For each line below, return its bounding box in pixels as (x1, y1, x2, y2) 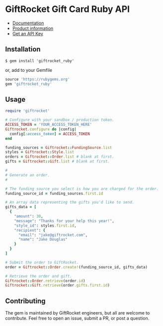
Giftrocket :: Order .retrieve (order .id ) (5, 278, 85, 283)
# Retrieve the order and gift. (5, 274, 72, 279)
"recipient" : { (14, 228, 46, 233)
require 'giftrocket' (5, 108, 50, 113)
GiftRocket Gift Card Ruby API (5, 3, 130, 15)
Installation (5, 45, 41, 53)
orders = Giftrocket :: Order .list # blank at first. (5, 154, 114, 159)
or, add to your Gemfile (5, 67, 52, 73)
